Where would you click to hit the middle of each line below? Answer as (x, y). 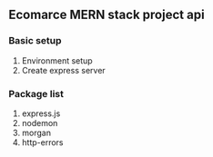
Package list (36, 93)
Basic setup (35, 41)
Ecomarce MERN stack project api (107, 15)
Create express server (63, 70)
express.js (41, 113)
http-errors (42, 142)
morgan (36, 132)
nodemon (40, 123)
